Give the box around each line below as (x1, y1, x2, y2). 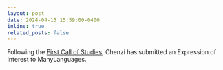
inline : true (7, 23, 45, 30)
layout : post (7, 10, 45, 17)
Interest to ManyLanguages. (7, 56, 87, 64)
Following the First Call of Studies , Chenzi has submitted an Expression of (7, 48, 217, 56)
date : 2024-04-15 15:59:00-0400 (7, 16, 100, 23)
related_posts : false (7, 29, 70, 36)
